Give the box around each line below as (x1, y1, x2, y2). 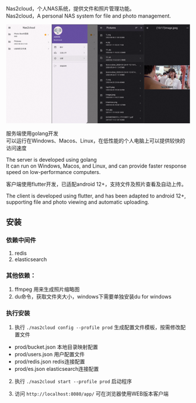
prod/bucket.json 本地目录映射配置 (14, 343, 98, 350)
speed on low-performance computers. (6, 169, 101, 176)
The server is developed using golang (6, 157, 97, 164)
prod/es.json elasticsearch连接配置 (14, 365, 99, 372)
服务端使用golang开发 (6, 130, 59, 137)
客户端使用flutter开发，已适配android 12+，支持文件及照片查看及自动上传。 (6, 180, 187, 188)
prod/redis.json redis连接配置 (14, 358, 85, 365)
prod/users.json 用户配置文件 (14, 350, 85, 357)
